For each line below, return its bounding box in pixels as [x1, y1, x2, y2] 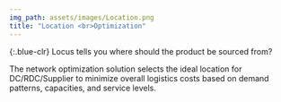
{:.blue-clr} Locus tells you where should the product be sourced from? [9, 46, 273, 56]
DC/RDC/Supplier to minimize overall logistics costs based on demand [9, 72, 269, 83]
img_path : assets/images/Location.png [9, 13, 154, 22]
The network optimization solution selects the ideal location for [9, 64, 242, 74]
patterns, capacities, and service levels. [9, 82, 157, 93]
